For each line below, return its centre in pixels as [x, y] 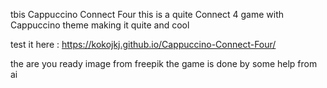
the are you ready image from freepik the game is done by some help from [164, 63]
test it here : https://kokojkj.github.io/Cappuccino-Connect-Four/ [143, 44]
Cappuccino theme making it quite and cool [100, 25]
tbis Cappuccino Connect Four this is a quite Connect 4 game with [147, 14]
